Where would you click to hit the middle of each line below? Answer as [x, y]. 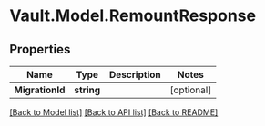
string [87, 90]
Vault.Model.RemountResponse [133, 16]
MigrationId [40, 90]
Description [135, 75]
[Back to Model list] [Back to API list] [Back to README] [114, 112]
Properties [40, 49]
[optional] [191, 90]
